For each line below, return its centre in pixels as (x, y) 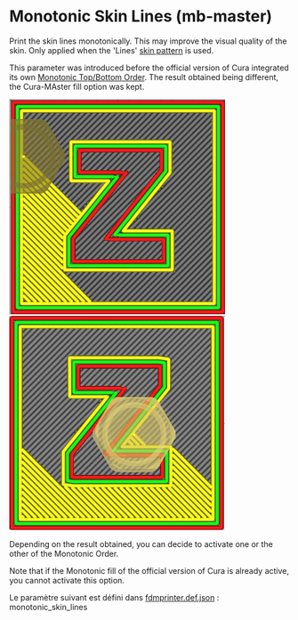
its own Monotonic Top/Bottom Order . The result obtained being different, (144, 76)
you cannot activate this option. (67, 580)
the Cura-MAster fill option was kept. (77, 86)
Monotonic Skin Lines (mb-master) (141, 16)
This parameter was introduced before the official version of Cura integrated (149, 68)
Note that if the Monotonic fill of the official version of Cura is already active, (149, 570)
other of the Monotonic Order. (64, 553)
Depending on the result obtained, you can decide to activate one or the (141, 544)
